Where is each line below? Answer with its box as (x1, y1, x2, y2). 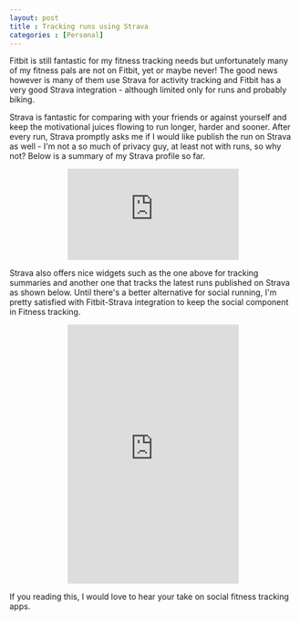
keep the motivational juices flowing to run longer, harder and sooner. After (9, 121, 291, 132)
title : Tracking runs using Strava (9, 22, 149, 31)
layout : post (9, 13, 59, 23)
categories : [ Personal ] (9, 30, 104, 39)
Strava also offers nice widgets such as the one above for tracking (9, 268, 259, 279)
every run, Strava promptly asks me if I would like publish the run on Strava (9, 132, 292, 142)
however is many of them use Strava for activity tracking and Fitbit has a (9, 75, 282, 86)
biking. (9, 94, 35, 105)
